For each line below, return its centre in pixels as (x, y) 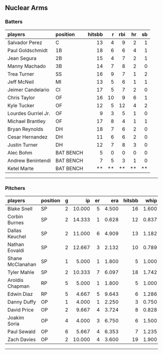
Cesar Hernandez (27, 137)
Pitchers (15, 188)
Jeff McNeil (21, 82)
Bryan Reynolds (25, 129)
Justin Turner (23, 145)
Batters (14, 22)
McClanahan (22, 264)
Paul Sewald (21, 331)
